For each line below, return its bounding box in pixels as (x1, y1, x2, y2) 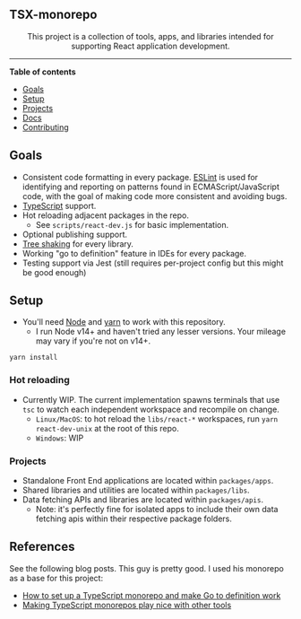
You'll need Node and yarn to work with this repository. (21, 317, 226, 327)
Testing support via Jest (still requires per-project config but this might (21, 257, 284, 268)
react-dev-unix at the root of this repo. (35, 423, 179, 433)
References (9, 539, 75, 554)
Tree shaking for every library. (21, 238, 134, 249)
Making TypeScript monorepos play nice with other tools (21, 599, 232, 610)
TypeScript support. (21, 200, 97, 211)
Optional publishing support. (21, 229, 128, 240)
